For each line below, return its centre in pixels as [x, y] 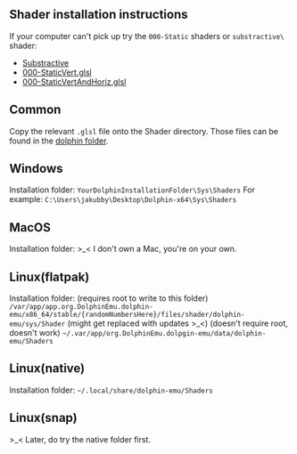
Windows [36, 169]
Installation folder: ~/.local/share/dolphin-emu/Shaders [111, 390]
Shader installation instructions [99, 15]
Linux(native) [47, 369]
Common [35, 110]
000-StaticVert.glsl [57, 72]
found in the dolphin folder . [59, 141]
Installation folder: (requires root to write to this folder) [109, 298]
